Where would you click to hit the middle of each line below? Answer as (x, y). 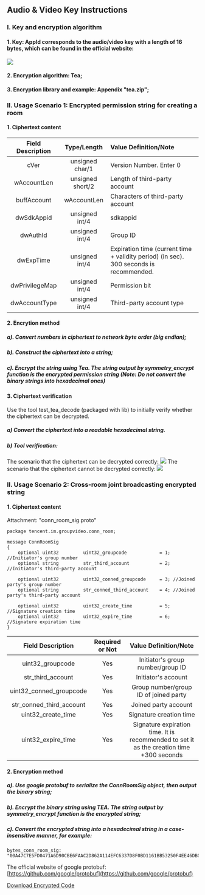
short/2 (84, 186)
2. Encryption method (35, 771)
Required (107, 642)
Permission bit (130, 285)
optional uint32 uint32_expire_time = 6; (94, 617)
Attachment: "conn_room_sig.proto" (52, 520)
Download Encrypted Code (41, 885)
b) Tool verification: (33, 445)
